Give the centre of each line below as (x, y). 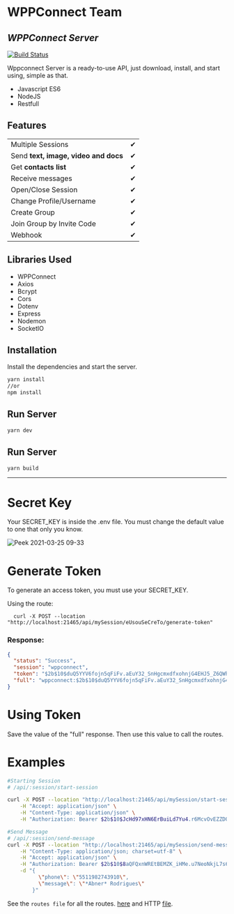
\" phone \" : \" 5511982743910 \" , (84, 877)
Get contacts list (39, 166)
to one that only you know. (45, 529)
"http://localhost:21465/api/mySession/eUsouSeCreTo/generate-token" (110, 623)
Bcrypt (27, 291)
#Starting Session (34, 781)
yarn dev (20, 430)
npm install (24, 393)
